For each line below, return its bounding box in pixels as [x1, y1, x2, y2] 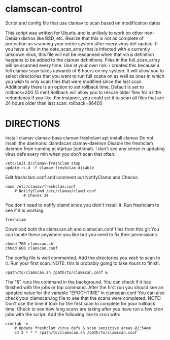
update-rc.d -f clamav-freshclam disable [5, 165, 94, 171]
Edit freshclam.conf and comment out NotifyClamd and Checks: [5, 174, 139, 180]
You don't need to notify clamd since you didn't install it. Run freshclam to [5, 202, 160, 208]
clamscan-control [5, 3, 82, 15]
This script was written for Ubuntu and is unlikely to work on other [5, 30, 144, 36]
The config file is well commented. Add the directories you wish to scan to [5, 254, 161, 261]
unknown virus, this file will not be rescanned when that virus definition [5, 51, 154, 58]
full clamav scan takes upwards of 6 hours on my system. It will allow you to [5, 67, 164, 74]
